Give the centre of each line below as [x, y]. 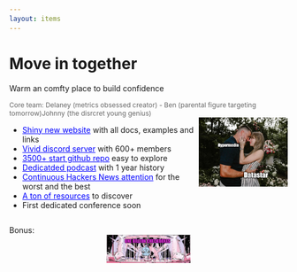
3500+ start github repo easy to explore [95, 158]
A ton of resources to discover [77, 196]
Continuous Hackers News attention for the [101, 176]
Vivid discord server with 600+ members [97, 148]
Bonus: [22, 229]
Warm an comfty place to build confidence [87, 88]
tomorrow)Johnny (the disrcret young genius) [80, 113]
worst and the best [56, 186]
